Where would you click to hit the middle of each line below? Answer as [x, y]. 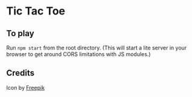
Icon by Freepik [26, 87]
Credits [21, 73]
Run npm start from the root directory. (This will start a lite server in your [97, 48]
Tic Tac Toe [36, 11]
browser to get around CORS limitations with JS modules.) [78, 54]
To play [20, 33]
